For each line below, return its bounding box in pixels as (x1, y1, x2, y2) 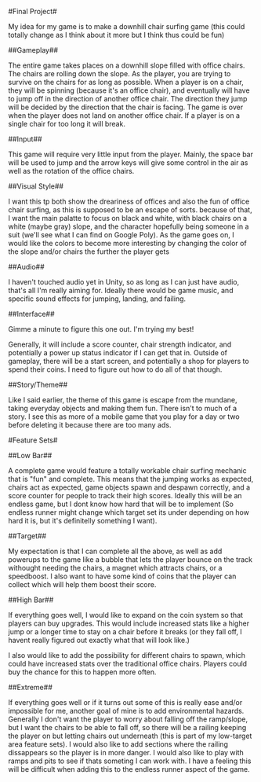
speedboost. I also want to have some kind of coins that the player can (8, 571, 237, 581)
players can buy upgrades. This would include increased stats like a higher (8, 619, 249, 628)
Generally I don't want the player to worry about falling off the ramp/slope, (8, 714, 248, 724)
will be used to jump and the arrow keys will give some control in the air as (8, 158, 248, 167)
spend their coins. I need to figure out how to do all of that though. (8, 365, 223, 374)
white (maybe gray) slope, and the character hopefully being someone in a (8, 222, 249, 231)
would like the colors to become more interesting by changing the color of (8, 239, 247, 248)
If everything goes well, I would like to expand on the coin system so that (8, 611, 244, 619)
